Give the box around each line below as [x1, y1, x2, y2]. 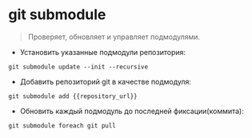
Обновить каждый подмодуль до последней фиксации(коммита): [19, 106, 244, 116]
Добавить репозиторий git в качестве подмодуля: [19, 77, 192, 86]
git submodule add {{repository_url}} [8, 92, 138, 101]
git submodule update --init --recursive [8, 62, 149, 71]
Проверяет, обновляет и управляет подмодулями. [27, 32, 201, 41]
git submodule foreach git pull [8, 121, 116, 129]
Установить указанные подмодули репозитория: [19, 47, 186, 57]
